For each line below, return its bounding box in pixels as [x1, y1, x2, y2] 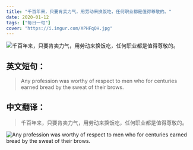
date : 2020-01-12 [6, 14, 49, 20]
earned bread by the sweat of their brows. [20, 84, 124, 91]
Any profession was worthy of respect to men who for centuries [20, 78, 178, 85]
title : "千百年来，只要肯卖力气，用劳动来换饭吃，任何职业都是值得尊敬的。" [6, 8, 172, 15]
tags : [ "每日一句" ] [6, 20, 51, 25]
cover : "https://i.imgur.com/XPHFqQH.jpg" [6, 25, 113, 31]
